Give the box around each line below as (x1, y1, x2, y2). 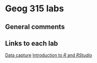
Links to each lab (5, 39, 58, 47)
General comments (5, 23, 65, 31)
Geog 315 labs (5, 3, 64, 14)
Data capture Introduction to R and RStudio (5, 52, 93, 58)
